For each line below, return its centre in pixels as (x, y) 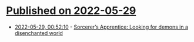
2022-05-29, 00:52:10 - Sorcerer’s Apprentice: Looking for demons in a (101, 27)
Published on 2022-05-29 (71, 11)
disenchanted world (39, 33)
